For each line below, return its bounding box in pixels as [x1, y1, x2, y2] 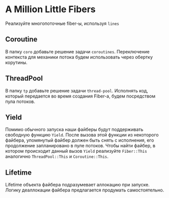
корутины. [5, 59, 28, 65]
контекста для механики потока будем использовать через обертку [5, 54, 153, 60]
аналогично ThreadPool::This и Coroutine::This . [5, 153, 109, 159]
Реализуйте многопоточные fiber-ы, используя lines [5, 20, 119, 26]
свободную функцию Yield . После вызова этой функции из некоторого [5, 132, 159, 138]
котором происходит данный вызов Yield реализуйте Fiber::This [5, 148, 147, 154]
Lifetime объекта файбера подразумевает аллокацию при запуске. [5, 182, 150, 188]
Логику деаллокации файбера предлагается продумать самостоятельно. [5, 187, 164, 193]
